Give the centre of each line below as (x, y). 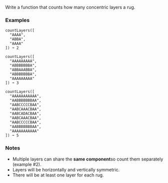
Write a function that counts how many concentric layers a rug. (70, 7)
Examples (18, 20)
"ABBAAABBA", (23, 70)
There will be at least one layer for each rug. (58, 175)
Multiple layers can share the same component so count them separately (88, 159)
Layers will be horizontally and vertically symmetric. (66, 169)
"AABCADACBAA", (26, 114)
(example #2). (27, 164)
